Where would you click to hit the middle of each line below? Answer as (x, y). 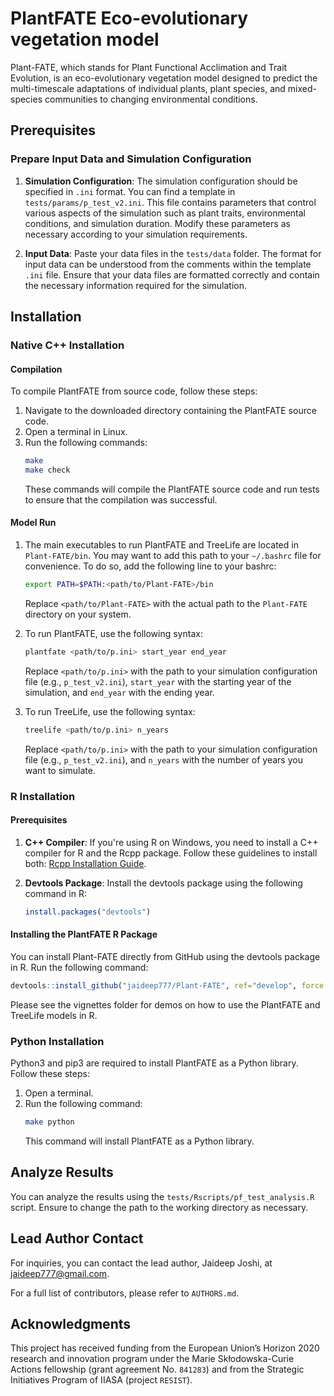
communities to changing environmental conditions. (151, 99)
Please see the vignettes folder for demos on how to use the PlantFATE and (165, 1004)
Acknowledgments (71, 1323)
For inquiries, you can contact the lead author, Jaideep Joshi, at (141, 1263)
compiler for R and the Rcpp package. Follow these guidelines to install (171, 853)
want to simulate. (60, 770)
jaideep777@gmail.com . (60, 1273)
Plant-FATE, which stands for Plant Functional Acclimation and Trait (149, 67)
